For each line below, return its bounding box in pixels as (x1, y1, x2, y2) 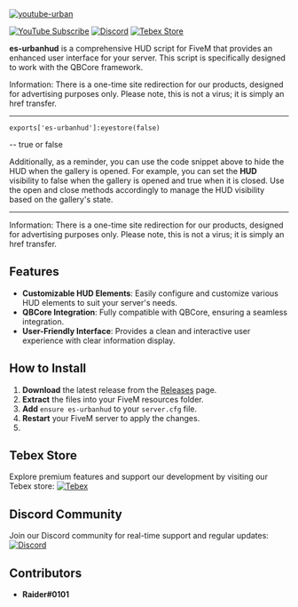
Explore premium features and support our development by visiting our (9, 471, 269, 483)
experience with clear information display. (21, 335, 176, 346)
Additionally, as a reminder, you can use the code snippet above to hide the (9, 156, 285, 167)
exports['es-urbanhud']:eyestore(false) (9, 124, 161, 132)
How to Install (9, 361, 87, 376)
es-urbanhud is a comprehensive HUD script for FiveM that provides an (9, 44, 273, 53)
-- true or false (9, 140, 64, 149)
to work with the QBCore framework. (9, 62, 144, 72)
